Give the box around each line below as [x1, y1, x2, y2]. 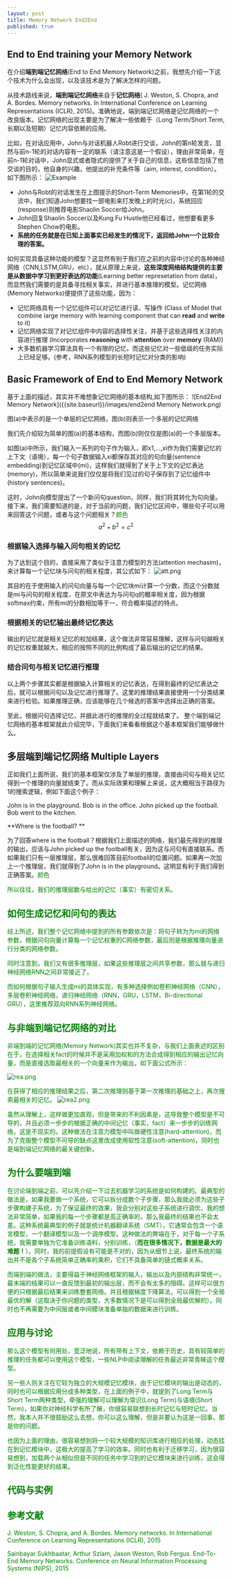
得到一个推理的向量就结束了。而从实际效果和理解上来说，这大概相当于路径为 [7, 779, 225, 787]
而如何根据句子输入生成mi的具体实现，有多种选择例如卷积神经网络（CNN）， [7, 982, 224, 991]
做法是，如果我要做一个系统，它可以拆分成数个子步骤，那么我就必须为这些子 [7, 1195, 225, 1203]
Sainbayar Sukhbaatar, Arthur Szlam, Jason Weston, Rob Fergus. [7, 1549, 192, 1558]
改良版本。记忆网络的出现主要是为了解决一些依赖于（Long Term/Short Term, [7, 115, 225, 124]
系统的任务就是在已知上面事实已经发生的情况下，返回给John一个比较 [17, 231, 214, 240]
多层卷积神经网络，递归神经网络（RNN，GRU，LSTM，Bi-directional [7, 991, 203, 1000]
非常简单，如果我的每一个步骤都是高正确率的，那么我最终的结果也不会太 [12, 1212, 219, 1221]
